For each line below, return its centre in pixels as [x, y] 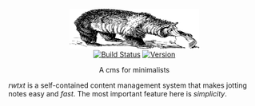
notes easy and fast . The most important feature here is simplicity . [118, 94]
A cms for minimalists [134, 70]
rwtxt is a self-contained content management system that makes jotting [128, 85]
